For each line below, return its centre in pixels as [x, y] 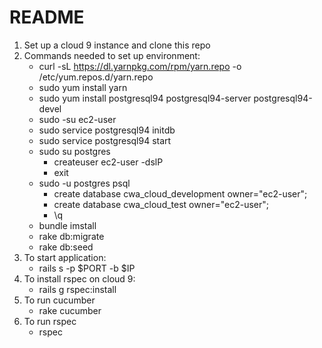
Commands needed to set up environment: [112, 55]
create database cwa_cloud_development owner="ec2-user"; [180, 193]
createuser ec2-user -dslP [108, 162]
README [47, 17]
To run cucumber [59, 300]
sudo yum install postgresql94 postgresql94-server [145, 98]
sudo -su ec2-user [77, 119]
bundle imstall [67, 225]
